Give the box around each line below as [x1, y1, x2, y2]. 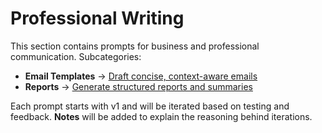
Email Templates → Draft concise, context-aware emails [24, 70, 258, 82]
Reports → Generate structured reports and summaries [24, 80, 253, 92]
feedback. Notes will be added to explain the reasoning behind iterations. [10, 110, 313, 122]
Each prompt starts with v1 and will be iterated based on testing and [10, 100, 290, 112]
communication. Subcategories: [10, 50, 142, 62]
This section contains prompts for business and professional [10, 40, 260, 52]
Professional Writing [10, 7, 185, 30]
